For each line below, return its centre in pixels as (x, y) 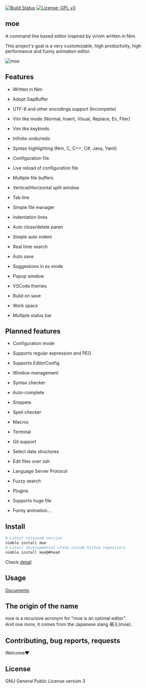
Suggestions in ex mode (38, 266)
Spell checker (27, 412)
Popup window (28, 276)
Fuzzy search (27, 481)
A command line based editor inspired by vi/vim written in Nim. (71, 36)
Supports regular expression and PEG (52, 353)
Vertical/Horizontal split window (46, 187)
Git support (24, 442)
